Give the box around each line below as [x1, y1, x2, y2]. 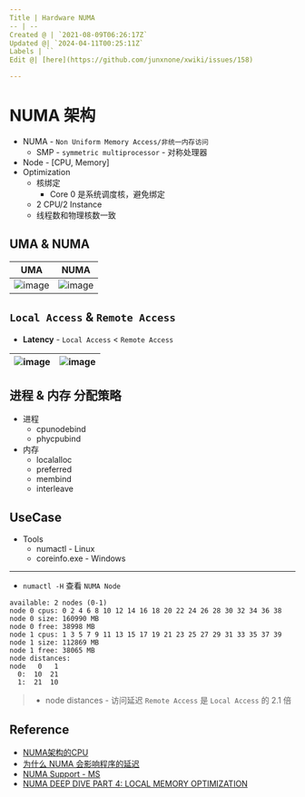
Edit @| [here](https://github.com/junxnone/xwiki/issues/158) [9, 55, 254, 64]
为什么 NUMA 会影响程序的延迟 [22, 759, 140, 769]
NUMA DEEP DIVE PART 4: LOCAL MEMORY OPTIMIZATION [22, 778, 248, 789]
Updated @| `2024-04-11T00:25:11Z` [9, 38, 144, 48]
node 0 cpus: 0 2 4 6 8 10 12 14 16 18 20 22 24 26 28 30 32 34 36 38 [9, 606, 282, 615]
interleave [35, 483, 74, 495]
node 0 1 [9, 662, 59, 672]
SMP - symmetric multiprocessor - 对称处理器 [35, 146, 208, 157]
